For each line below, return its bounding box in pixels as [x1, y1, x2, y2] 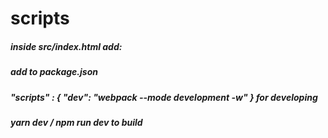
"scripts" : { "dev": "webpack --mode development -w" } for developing [10, 91, 318, 103]
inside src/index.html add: [10, 40, 123, 52]
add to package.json [10, 66, 98, 78]
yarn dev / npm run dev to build [10, 116, 143, 128]
